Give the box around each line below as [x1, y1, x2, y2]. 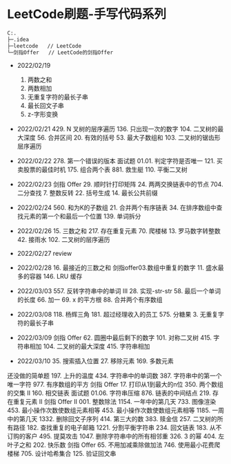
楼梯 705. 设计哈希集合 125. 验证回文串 [7, 449, 117, 458]
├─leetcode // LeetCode [7, 42, 81, 49]
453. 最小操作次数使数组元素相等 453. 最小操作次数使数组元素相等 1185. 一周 [7, 406, 225, 415]
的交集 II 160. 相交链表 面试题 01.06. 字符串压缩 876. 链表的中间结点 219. [7, 389, 212, 398]
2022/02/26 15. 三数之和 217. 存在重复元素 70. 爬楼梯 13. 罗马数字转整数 [17, 227, 221, 235]
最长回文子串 [27, 102, 64, 110]
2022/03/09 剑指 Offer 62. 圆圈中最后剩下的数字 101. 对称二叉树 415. [17, 333, 212, 342]
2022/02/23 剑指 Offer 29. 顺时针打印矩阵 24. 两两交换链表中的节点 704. [17, 180, 223, 189]
